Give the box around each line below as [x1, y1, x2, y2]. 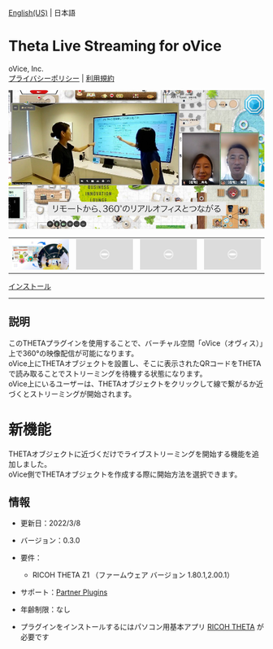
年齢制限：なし [19, 605, 71, 615]
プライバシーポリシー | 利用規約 [8, 73, 115, 83]
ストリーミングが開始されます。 [29, 389, 136, 399]
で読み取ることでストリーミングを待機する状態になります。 [8, 368, 207, 378]
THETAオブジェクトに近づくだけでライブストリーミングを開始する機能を [8, 449, 253, 459]
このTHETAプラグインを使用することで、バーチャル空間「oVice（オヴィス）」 [8, 338, 264, 348]
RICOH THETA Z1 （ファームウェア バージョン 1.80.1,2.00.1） [32, 570, 234, 580]
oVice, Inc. [8, 63, 44, 73]
